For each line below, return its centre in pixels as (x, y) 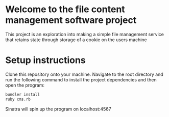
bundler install (22, 94)
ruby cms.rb (18, 99)
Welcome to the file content (65, 9)
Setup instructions (45, 60)
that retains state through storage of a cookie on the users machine (76, 40)
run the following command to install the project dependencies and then (81, 79)
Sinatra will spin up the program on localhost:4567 (58, 109)
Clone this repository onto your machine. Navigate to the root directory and (84, 74)
